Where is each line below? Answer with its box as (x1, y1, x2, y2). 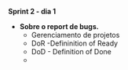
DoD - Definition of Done (31, 47, 112, 56)
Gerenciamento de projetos (31, 31, 120, 39)
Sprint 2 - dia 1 (8, 7, 57, 16)
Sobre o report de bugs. (19, 22, 100, 31)
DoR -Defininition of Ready (31, 39, 119, 48)
